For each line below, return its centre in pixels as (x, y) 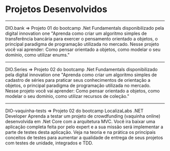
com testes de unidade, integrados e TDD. (49, 143)
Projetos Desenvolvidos (56, 9)
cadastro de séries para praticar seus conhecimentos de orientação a (78, 80)
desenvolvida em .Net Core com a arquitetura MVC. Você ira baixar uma (80, 121)
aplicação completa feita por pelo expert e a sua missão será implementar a (84, 127)
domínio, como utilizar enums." (37, 55)
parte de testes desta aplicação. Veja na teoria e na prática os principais (80, 132)
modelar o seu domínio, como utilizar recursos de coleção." (67, 96)
